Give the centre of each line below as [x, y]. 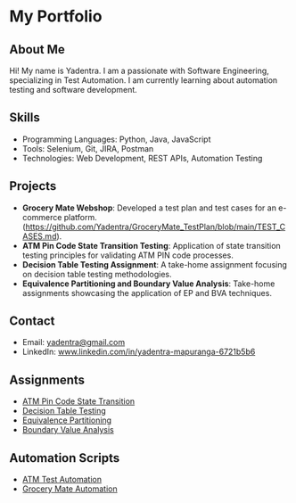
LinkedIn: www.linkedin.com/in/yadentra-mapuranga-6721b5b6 [139, 352]
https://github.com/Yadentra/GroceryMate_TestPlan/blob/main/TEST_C [156, 227]
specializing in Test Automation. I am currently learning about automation [144, 80]
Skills [25, 118]
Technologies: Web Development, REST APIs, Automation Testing [142, 158]
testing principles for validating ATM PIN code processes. [127, 255]
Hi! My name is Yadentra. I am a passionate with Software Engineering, [139, 70]
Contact [32, 322]
